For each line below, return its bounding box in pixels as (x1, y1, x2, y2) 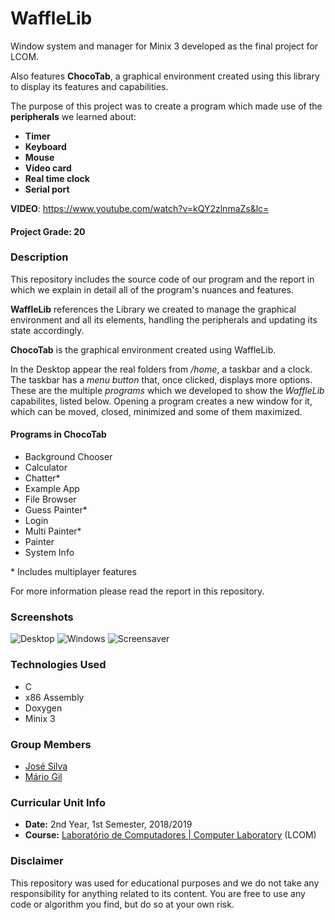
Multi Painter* (24, 525, 82, 537)
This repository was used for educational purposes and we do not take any (10, 877, 320, 889)
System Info (24, 547, 75, 559)
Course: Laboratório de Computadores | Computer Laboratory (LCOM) (24, 829, 317, 841)
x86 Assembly (24, 691, 85, 703)
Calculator (24, 462, 68, 474)
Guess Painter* (24, 504, 88, 516)
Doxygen (24, 702, 63, 714)
